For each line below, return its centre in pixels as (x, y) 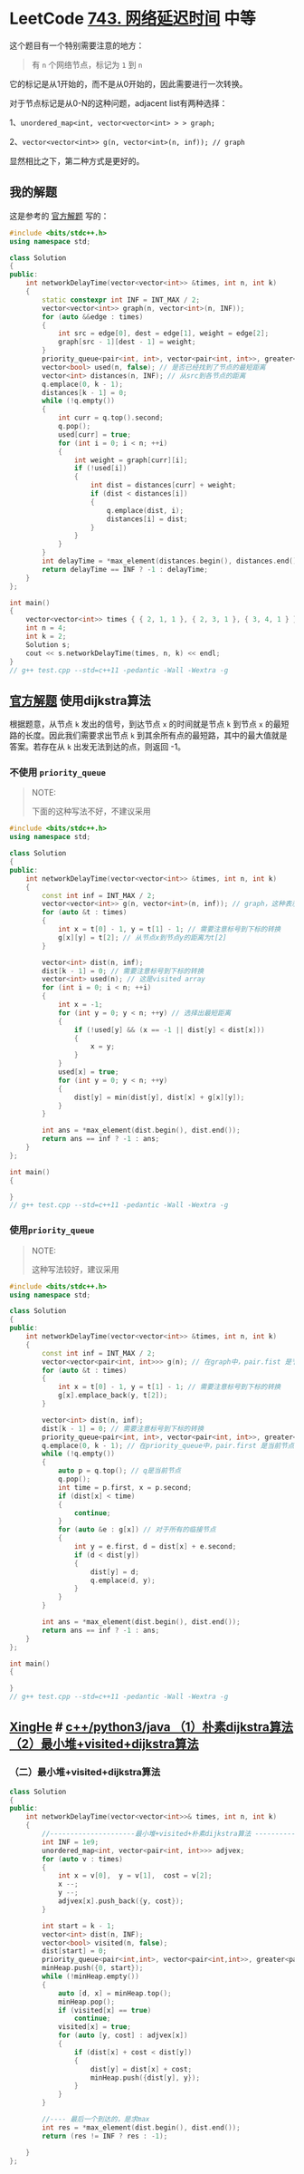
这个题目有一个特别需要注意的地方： (77, 45)
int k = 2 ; (46, 636)
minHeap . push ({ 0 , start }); (93, 1968)
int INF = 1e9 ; (71, 1842)
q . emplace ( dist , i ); (145, 510)
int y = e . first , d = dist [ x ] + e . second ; (155, 1547)
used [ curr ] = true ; (94, 435)
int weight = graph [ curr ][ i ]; (131, 460)
